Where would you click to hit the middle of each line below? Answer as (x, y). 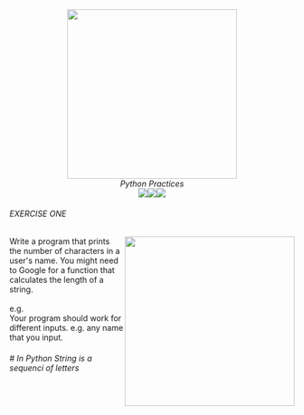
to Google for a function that (62, 270)
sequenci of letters (44, 368)
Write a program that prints (60, 241)
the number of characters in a (65, 251)
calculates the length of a (57, 280)
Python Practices (152, 184)
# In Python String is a (51, 358)
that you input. (36, 337)
